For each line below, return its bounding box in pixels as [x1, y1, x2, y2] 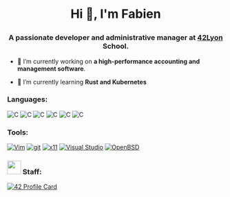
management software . [17, 65, 86, 73]
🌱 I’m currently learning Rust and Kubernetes [17, 78, 147, 86]
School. [102, 41, 129, 51]
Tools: [7, 127, 29, 137]
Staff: [22, 167, 42, 177]
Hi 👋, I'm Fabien [70, 6, 161, 22]
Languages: [7, 95, 48, 104]
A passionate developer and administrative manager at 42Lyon [8, 33, 223, 43]
